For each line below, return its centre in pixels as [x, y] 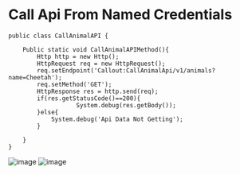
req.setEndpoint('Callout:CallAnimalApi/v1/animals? [126, 70]
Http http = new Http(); [78, 56]
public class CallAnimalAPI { [59, 36]
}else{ [48, 112]
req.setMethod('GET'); [75, 84]
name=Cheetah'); [35, 77]
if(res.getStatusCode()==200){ [89, 98]
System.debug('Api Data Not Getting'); [117, 119]
